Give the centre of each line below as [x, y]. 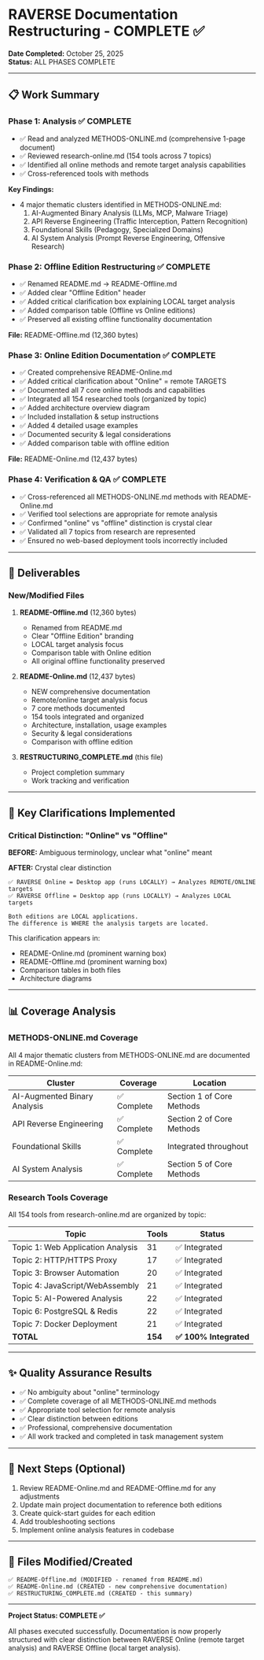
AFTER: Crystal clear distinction [60, 867]
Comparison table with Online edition [91, 653]
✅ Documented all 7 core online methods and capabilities [112, 390]
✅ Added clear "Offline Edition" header [82, 292]
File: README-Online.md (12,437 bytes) [73, 459]
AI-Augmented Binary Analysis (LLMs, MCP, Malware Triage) [130, 213]
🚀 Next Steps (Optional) [67, 1469]
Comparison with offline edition [82, 742]
